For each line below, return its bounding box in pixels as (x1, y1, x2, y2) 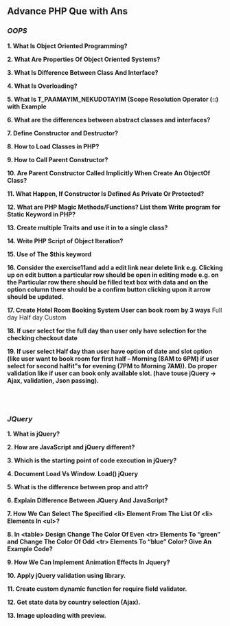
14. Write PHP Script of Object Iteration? (7, 236, 124, 245)
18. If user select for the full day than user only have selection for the (7, 326, 207, 335)
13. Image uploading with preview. (7, 611, 106, 619)
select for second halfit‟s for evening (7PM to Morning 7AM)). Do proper (7, 361, 218, 370)
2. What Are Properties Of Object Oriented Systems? (7, 55, 161, 63)
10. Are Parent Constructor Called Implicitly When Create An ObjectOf (7, 168, 211, 177)
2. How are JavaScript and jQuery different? (7, 443, 135, 451)
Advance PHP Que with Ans (7, 5, 128, 17)
